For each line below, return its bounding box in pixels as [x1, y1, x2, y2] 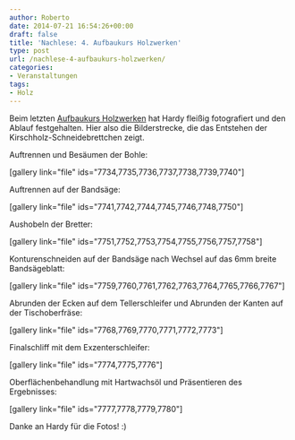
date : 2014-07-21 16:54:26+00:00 [9, 22, 134, 30]
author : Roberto [9, 13, 70, 22]
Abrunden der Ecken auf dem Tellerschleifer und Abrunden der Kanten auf [9, 298, 284, 308]
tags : [9, 80, 29, 89]
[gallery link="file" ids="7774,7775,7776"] [9, 359, 163, 370]
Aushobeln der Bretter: [9, 219, 94, 229]
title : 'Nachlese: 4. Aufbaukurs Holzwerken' [9, 38, 181, 47]
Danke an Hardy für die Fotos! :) [9, 420, 127, 431]
